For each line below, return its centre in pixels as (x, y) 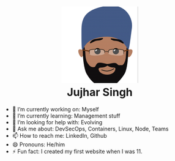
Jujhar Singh (100, 92)
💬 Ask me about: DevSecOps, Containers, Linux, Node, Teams (90, 129)
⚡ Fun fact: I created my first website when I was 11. (77, 151)
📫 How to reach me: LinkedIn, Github (59, 135)
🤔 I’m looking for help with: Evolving (57, 122)
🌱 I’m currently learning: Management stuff (66, 116)
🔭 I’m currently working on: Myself (55, 109)
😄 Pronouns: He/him (39, 144)
